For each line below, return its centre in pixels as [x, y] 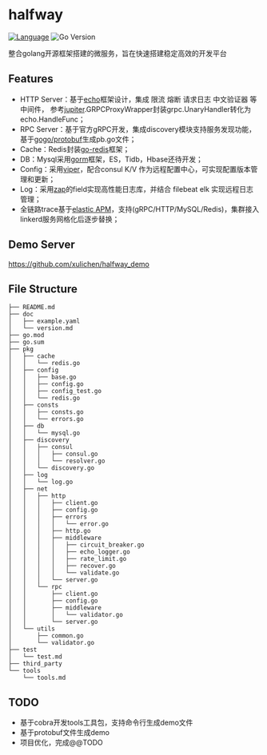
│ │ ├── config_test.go [55, 391]
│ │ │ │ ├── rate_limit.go [68, 559]
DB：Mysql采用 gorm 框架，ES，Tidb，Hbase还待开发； [112, 159]
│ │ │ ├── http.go [50, 531]
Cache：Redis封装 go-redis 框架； [75, 149]
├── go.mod [26, 336]
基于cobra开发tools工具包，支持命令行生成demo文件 [106, 723]
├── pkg [21, 349]
